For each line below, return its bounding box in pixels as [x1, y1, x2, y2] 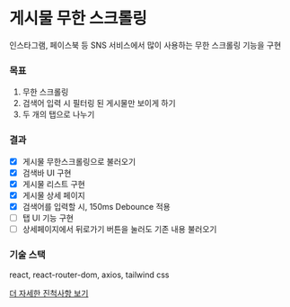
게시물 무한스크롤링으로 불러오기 [22, 156, 136, 167]
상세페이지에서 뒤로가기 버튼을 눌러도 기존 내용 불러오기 [22, 223, 217, 234]
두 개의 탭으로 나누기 [22, 109, 95, 120]
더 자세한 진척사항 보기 [9, 288, 89, 299]
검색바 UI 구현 [22, 167, 72, 178]
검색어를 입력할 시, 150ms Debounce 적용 [22, 201, 171, 212]
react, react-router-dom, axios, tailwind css [9, 269, 170, 280]
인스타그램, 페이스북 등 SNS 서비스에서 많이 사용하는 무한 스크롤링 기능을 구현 [9, 40, 282, 50]
